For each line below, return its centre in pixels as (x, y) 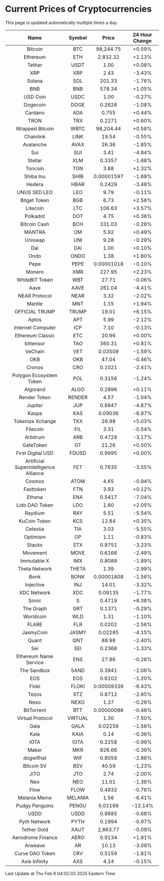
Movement (35, 553)
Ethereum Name (35, 656)
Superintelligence (35, 467)
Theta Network (35, 569)
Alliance (35, 473)
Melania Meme (35, 798)
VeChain (35, 351)
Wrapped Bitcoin (35, 128)
